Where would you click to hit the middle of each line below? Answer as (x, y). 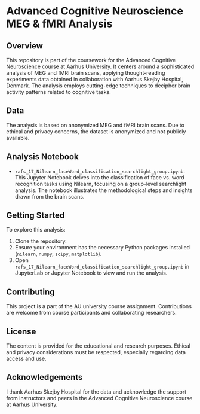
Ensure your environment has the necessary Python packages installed (102, 248)
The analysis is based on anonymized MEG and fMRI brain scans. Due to (96, 125)
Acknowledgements (44, 377)
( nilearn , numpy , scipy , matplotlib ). (58, 254)
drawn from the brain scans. (50, 196)
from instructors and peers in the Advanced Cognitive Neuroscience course (99, 398)
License (21, 331)
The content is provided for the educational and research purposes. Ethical (99, 346)
